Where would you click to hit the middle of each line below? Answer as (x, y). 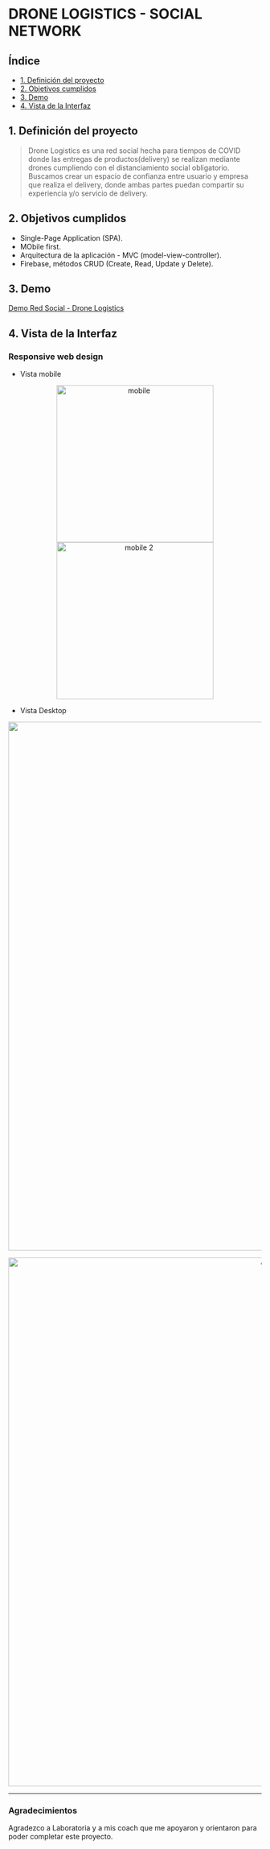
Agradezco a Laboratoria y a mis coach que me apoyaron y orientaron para (133, 1828)
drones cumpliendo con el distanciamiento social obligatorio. (129, 167)
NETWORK (45, 31)
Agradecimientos (43, 1810)
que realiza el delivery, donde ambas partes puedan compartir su (136, 184)
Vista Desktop (43, 711)
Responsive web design (56, 357)
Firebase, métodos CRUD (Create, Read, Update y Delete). (117, 263)
